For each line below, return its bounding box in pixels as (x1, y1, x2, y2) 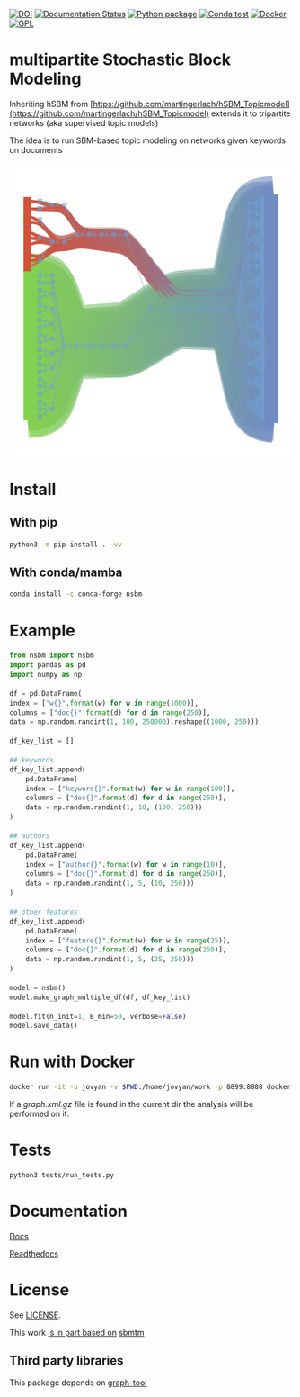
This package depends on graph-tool (9, 1377, 147, 1388)
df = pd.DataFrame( (9, 689, 83, 698)
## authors (9, 831, 50, 841)
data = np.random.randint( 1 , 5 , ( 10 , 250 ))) (25, 879, 195, 888)
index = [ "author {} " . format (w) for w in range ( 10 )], (25, 860, 227, 869)
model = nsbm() (9, 983, 66, 992)
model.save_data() (9, 1022, 78, 1031)
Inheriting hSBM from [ (9, 98, 93, 109)
